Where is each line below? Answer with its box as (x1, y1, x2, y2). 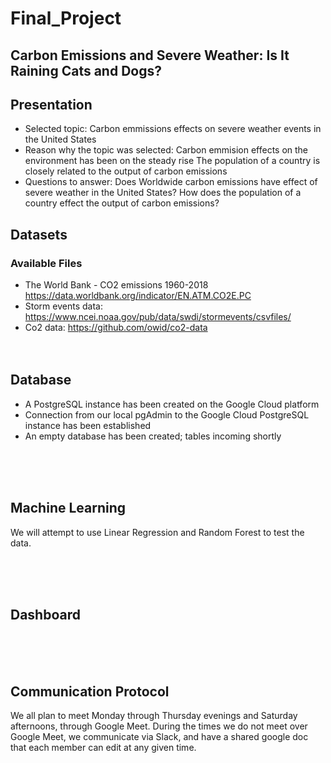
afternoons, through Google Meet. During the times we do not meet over (10, 720, 308, 732)
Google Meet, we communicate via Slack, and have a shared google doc (10, 731, 309, 743)
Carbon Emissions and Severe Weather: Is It (10, 47, 290, 64)
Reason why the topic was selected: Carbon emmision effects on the (24, 144, 309, 156)
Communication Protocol (10, 683, 170, 700)
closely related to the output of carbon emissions (24, 165, 228, 177)
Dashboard (10, 607, 81, 624)
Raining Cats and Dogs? (10, 62, 162, 79)
